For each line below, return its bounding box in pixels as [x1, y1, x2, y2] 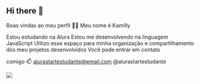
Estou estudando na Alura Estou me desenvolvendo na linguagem [6, 33, 169, 41]
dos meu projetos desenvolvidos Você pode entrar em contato [6, 46, 160, 53]
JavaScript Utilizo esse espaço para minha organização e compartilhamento [6, 39, 195, 46]
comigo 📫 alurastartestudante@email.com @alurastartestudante [6, 58, 166, 65]
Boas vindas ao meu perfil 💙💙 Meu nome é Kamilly [6, 21, 131, 29]
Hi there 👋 [6, 6, 44, 16]
